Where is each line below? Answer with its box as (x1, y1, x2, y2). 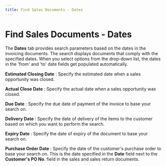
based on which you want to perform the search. (5, 121, 105, 127)
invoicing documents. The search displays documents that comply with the (5, 50, 159, 56)
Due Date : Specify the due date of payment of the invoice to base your (5, 100, 151, 107)
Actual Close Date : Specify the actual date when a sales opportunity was (5, 85, 156, 92)
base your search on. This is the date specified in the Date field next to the (5, 151, 158, 157)
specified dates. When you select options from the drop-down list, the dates (5, 56, 161, 62)
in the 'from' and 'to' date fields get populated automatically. (5, 61, 128, 67)
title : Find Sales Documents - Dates (5, 7, 83, 12)
